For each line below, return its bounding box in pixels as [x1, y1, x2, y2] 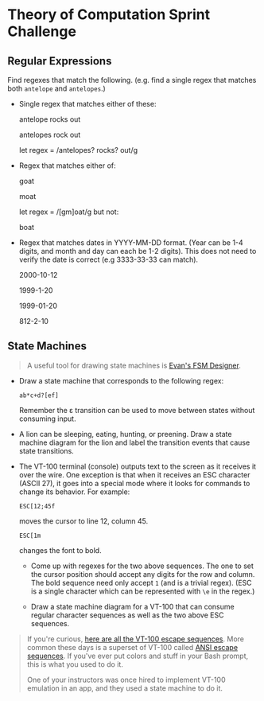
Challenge [7, 22, 77, 41]
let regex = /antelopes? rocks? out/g [18, 146, 138, 154]
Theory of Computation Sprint [7, 6, 211, 24]
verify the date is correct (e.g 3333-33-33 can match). [18, 255, 199, 264]
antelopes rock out [18, 130, 81, 139]
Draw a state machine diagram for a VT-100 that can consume [30, 602, 235, 611]
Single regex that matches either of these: [18, 99, 157, 108]
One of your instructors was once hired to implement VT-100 [26, 675, 226, 684]
